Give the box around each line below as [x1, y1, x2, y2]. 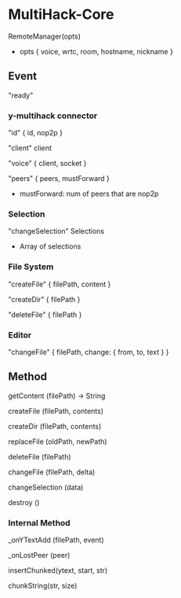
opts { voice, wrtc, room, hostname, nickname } [19, 46, 174, 56]
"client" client [8, 143, 52, 153]
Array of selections [19, 242, 81, 251]
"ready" [8, 90, 34, 100]
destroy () [8, 497, 40, 507]
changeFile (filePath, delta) [8, 467, 96, 477]
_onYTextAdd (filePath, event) [8, 535, 104, 544]
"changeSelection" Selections [8, 227, 104, 236]
